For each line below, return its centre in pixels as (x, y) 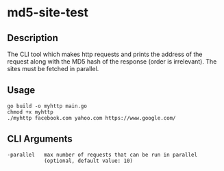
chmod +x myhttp (30, 112)
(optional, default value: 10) (88, 161)
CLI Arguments (40, 139)
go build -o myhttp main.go (47, 106)
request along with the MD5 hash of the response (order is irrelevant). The (112, 62)
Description (33, 38)
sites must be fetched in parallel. (53, 69)
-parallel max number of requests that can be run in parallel (102, 155)
